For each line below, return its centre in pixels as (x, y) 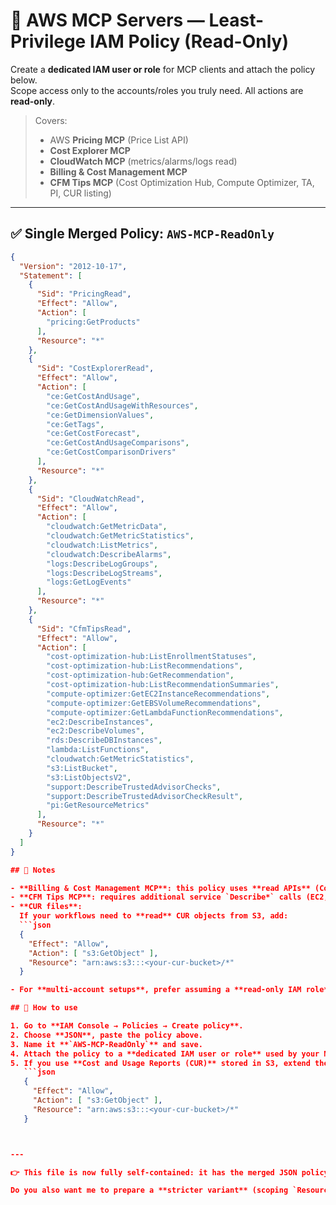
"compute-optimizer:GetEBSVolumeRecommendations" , (154, 703)
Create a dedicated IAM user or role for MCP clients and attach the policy (163, 69)
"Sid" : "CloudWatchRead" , (90, 499)
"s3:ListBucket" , (82, 768)
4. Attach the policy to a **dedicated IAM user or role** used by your (165, 1054)
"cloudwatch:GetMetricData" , (107, 527)
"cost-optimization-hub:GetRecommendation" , (140, 675)
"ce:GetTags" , (75, 424)
